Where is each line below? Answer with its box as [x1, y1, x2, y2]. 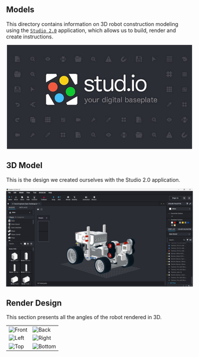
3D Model [6, 160, 43, 171]
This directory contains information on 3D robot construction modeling [6, 20, 179, 27]
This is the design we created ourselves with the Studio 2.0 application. [6, 176, 181, 183]
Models [6, 5, 34, 15]
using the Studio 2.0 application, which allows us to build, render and [6, 27, 176, 34]
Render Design [6, 298, 62, 308]
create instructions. [6, 33, 53, 40]
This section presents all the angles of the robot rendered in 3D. [6, 314, 162, 321]
